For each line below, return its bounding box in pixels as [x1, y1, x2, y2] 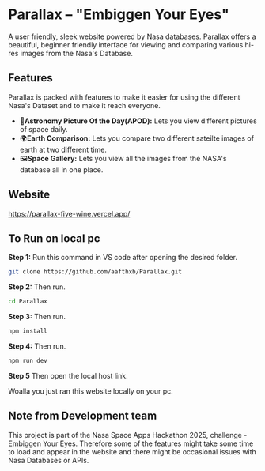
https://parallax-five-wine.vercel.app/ [8, 209, 131, 218]
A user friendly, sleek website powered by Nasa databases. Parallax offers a [8, 32, 256, 41]
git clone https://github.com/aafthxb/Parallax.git [8, 268, 182, 276]
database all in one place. [19, 164, 104, 175]
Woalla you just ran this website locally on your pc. [8, 386, 174, 396]
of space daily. [19, 124, 68, 134]
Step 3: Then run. [8, 312, 66, 322]
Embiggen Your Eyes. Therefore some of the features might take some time [8, 439, 254, 448]
